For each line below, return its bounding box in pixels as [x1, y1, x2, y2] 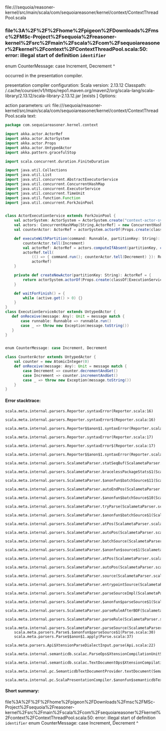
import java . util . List [5, 172, 52, 177]
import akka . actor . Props [5, 141, 56, 146]
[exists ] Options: [82, 93, 117, 99]
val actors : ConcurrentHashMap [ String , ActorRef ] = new [14, 223, 129, 227]
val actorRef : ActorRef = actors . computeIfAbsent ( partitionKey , [23, 245, 158, 250]
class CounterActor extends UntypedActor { [5, 354, 96, 360]
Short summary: [5, 688, 40, 694]
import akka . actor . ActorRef [5, 131, 63, 137]
